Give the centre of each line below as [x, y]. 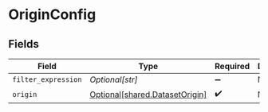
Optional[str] [114, 79]
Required [232, 66]
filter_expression [47, 80]
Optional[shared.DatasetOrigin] [148, 95]
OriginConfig [52, 15]
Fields [24, 44]
